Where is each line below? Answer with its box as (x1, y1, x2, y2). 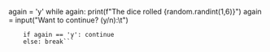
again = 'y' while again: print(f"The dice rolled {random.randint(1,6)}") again (8, 7, 262, 16)
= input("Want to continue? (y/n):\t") (8, 15, 128, 25)
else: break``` (23, 38, 75, 46)
